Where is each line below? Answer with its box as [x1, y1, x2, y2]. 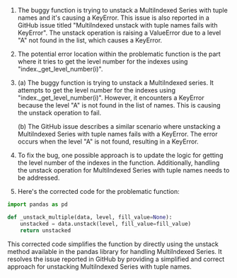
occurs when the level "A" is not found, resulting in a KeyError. [17, 137, 200, 146]
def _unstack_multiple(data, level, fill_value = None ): [7, 214, 173, 221]
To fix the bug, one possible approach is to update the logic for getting [17, 151, 224, 159]
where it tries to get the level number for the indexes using [17, 57, 188, 66]
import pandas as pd [7, 201, 69, 208]
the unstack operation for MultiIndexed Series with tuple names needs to [17, 166, 230, 174]
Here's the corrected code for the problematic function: [17, 187, 180, 195]
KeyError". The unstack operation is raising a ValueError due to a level [17, 28, 221, 37]
